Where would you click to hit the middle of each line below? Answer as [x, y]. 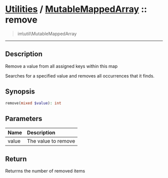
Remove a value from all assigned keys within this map [61, 66]
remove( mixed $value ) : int [33, 103]
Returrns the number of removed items [45, 171]
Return [16, 159]
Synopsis [20, 92]
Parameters [24, 118]
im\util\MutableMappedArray [47, 33]
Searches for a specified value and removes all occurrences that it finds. [80, 75]
